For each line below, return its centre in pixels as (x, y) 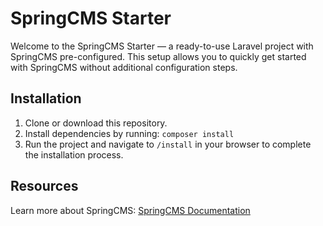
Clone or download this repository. (96, 123)
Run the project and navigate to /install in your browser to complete (168, 144)
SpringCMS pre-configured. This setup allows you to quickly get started (158, 56)
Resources (44, 186)
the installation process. (74, 154)
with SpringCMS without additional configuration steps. (124, 67)
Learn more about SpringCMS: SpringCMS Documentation (130, 210)
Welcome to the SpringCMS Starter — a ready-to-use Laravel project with (162, 46)
